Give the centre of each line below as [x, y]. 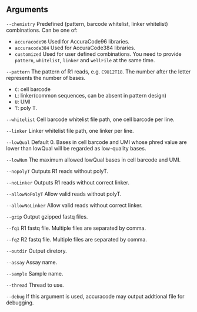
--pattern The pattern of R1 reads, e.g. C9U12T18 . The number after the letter [98, 71]
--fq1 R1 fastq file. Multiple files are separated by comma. [76, 228]
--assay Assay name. [32, 262]
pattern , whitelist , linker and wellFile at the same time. [85, 60]
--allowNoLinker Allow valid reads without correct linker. [74, 205]
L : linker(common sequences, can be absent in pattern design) [90, 95]
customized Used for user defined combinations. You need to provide [98, 54]
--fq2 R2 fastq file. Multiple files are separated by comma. [76, 239]
